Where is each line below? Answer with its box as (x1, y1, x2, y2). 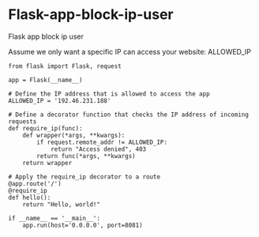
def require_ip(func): (8, 124, 83, 132)
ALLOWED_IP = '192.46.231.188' (8, 96, 111, 104)
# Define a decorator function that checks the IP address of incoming (8, 111, 249, 118)
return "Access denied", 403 (50, 145, 147, 153)
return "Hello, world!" (22, 200, 101, 209)
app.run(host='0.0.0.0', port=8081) (22, 221, 144, 229)
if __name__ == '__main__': (8, 214, 101, 222)
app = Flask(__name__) (8, 76, 83, 84)
